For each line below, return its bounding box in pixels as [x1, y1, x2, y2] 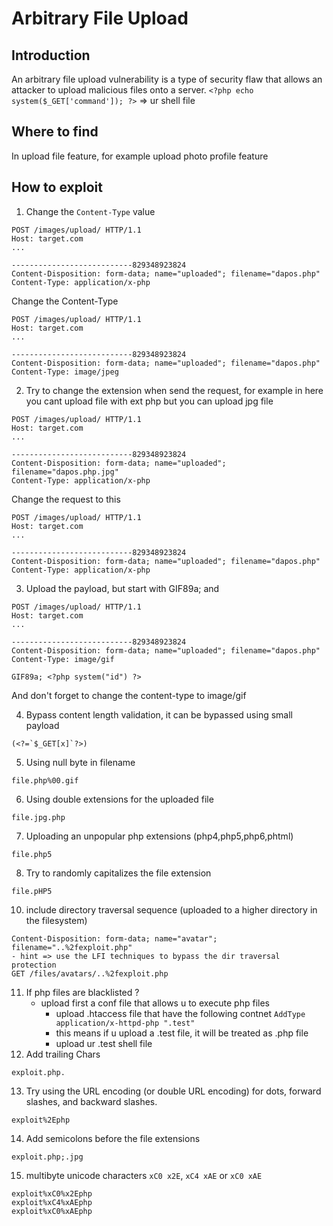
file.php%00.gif [11, 775, 79, 786]
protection [11, 960, 57, 970]
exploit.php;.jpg [11, 1152, 84, 1162]
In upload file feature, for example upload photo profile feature [11, 150, 269, 162]
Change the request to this [11, 493, 121, 505]
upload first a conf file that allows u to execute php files [40, 997, 270, 1009]
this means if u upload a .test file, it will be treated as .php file [55, 1027, 309, 1039]
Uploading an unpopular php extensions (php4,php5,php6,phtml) [25, 830, 294, 842]
